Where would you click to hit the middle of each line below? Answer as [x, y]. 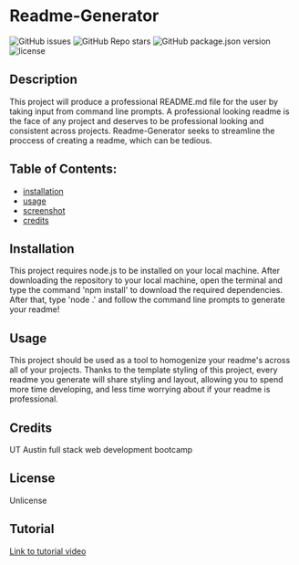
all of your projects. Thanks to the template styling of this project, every [144, 370]
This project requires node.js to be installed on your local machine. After [145, 271]
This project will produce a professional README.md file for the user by [144, 101]
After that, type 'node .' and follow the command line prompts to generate [147, 300]
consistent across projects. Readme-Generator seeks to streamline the [142, 131]
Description [43, 80]
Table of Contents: [63, 169]
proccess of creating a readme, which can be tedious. [111, 140]
